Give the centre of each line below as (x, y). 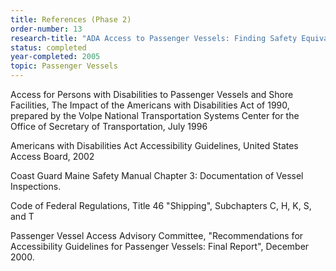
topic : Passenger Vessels (64, 66)
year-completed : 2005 (55, 57)
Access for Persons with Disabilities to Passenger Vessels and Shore (152, 94)
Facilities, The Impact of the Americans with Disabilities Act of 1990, (150, 105)
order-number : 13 (46, 29)
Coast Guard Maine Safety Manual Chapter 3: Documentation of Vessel (157, 175)
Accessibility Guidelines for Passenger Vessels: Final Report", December (160, 246)
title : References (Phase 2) (71, 19)
